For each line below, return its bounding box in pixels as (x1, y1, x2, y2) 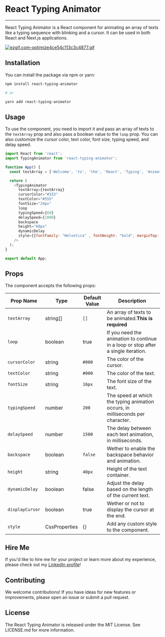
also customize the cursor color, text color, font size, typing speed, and (5, 137, 149, 143)
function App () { (5, 164, 41, 170)
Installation (5, 59, 40, 67)
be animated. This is (107, 315, 153, 322)
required (107, 321, 128, 328)
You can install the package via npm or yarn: (5, 72, 95, 77)
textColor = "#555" (18, 196, 54, 202)
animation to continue (107, 336, 157, 342)
